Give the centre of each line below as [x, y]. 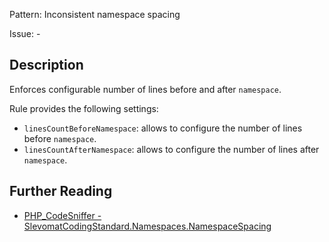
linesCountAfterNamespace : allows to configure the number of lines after [171, 149]
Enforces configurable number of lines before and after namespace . [145, 89]
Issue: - [25, 33]
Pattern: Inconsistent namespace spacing [95, 14]
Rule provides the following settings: [84, 108]
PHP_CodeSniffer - [62, 215]
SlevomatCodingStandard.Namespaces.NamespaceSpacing [147, 226]
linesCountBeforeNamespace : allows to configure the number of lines [163, 128]
